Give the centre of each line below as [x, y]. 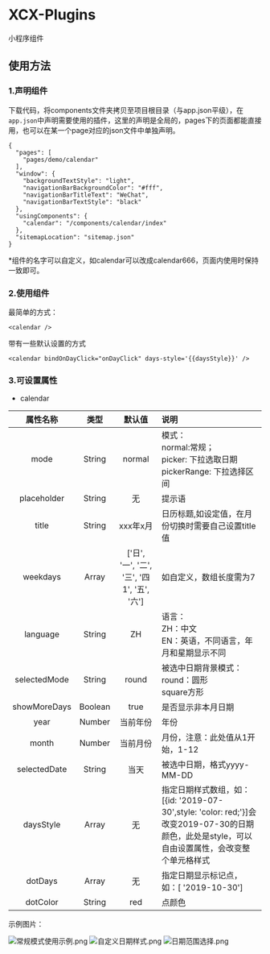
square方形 [182, 692]
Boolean [95, 707]
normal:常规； [188, 447]
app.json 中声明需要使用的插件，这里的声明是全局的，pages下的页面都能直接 [135, 120]
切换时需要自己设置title [213, 526]
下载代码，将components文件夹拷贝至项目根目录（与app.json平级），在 [126, 110]
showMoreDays [42, 707]
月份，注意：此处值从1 [204, 737]
